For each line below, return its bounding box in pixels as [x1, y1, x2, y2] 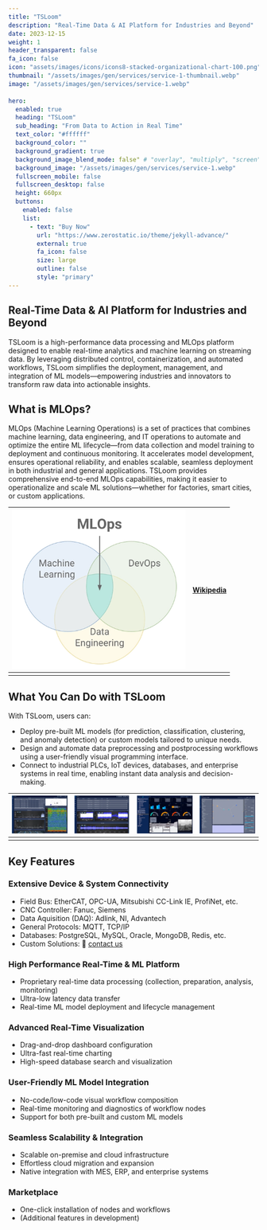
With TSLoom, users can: [8, 711, 91, 720]
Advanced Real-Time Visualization [8, 1022, 145, 1033]
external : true [37, 240, 87, 248]
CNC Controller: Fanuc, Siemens [19, 904, 126, 915]
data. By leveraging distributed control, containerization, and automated [8, 354, 244, 364]
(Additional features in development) [19, 1213, 140, 1223]
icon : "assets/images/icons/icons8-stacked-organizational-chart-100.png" [8, 64, 261, 72]
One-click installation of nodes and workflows [19, 1205, 171, 1214]
